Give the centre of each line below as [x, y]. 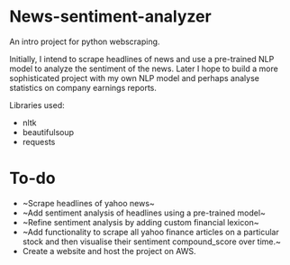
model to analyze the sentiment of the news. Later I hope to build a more [144, 69]
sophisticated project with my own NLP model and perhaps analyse [134, 78]
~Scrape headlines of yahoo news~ [88, 203]
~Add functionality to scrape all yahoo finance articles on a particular [150, 232]
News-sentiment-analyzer [110, 17]
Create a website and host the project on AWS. [109, 251]
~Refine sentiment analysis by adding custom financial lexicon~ [140, 222]
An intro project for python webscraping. [85, 41]
